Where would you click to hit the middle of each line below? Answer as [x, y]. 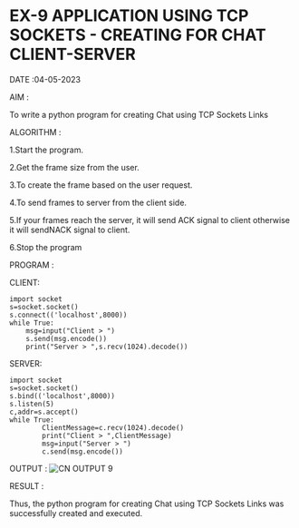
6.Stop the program [46, 247]
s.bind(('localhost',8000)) [63, 396]
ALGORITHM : [35, 132]
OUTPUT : [29, 468]
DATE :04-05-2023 [45, 79]
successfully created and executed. [76, 513]
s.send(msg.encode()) [66, 338]
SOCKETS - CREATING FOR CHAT [138, 35]
